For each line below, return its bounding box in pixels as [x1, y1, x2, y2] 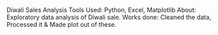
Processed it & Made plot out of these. [6, 21, 117, 28]
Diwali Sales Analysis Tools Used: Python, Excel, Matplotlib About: [6, 6, 196, 14]
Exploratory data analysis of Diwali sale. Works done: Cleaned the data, [6, 13, 212, 21]
